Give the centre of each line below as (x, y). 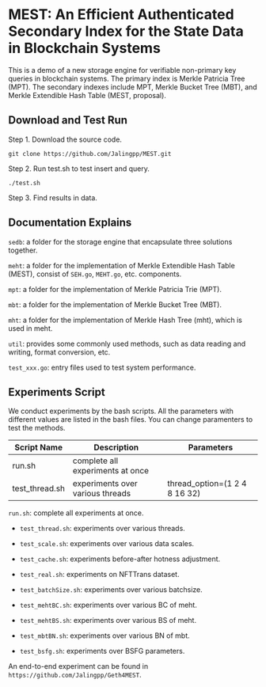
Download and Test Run (68, 120)
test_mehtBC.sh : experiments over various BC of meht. (108, 605)
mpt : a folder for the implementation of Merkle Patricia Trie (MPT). (115, 289)
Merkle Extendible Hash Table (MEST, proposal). (87, 95)
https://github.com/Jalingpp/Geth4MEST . (75, 675)
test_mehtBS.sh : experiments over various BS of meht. (108, 621)
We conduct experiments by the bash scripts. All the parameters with (121, 411)
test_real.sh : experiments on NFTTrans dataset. (99, 575)
